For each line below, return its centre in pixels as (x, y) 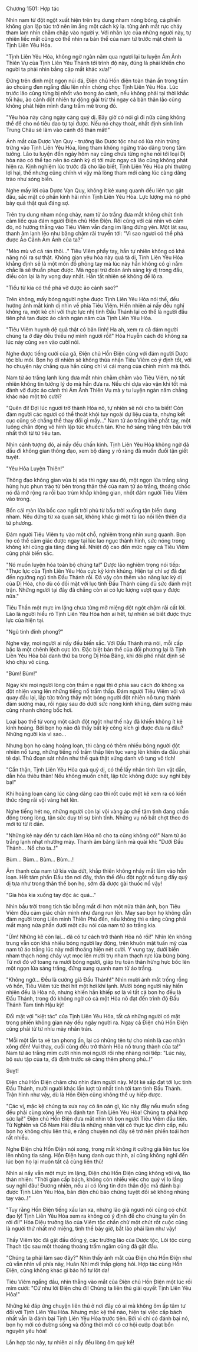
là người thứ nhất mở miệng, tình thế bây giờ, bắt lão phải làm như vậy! (91, 1228)
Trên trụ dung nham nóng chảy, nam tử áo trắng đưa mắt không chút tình (95, 214)
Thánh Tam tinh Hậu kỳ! (35, 1005)
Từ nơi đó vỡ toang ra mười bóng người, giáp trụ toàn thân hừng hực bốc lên (98, 962)
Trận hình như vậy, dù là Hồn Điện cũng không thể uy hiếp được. (84, 1095)
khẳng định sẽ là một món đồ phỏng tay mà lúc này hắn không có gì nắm (94, 264)
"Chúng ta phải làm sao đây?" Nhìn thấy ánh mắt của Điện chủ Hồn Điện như (99, 1258)
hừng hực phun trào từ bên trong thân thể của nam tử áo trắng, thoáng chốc (98, 486)
